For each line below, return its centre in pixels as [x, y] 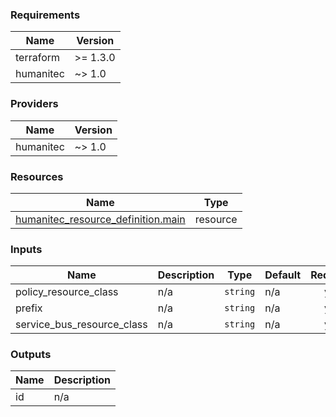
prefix [29, 308]
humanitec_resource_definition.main [100, 219]
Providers [34, 104]
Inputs [26, 249]
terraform [38, 58]
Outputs [31, 355]
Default [283, 275]
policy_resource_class [67, 292]
